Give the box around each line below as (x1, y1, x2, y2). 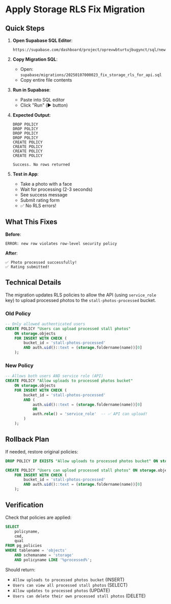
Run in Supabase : (12, 87, 51, 93)
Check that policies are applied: (5, 514, 72, 520)
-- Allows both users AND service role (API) (5, 373, 103, 379)
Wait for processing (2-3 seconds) (20, 186, 93, 192)
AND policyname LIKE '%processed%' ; (14, 557, 93, 562)
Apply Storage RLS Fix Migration (5, 4, 145, 15)
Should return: (5, 566, 36, 572)
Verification (5, 501, 44, 510)
